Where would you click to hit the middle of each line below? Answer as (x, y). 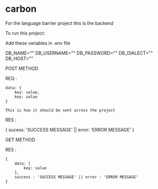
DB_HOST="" (19, 58)
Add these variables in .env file (38, 43)
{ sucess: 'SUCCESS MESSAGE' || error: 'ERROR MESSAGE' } (70, 129)
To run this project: (25, 33)
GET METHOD (20, 140)
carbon (21, 9)
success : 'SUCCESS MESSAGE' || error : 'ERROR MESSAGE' (76, 177)
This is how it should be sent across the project (60, 110)
